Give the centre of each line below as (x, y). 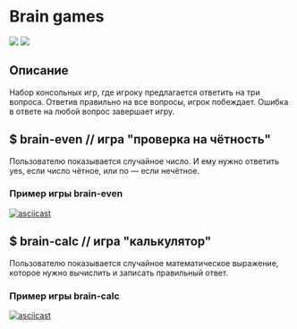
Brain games (57, 17)
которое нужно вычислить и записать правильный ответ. (119, 273)
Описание (39, 70)
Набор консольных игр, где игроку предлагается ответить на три (135, 92)
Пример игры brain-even (66, 194)
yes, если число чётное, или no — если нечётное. (104, 170)
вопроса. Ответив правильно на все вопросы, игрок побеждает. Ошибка (149, 101)
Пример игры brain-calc (64, 296)
